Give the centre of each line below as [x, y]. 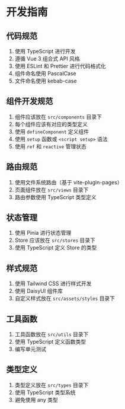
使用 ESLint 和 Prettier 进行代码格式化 [60, 66]
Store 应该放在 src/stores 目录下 [55, 240]
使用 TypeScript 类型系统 [45, 392]
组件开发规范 [30, 101]
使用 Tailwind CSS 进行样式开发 [53, 284]
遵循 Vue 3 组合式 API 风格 [47, 59]
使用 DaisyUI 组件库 [39, 291]
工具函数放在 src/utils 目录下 [52, 334]
